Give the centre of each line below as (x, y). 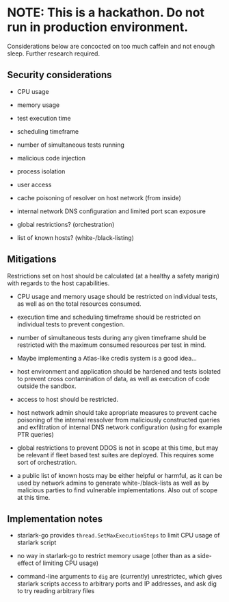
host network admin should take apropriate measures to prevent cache (117, 412)
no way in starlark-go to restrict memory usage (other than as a (106, 556)
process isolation (41, 171)
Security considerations (59, 75)
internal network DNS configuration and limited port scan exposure (111, 211)
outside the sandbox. (46, 386)
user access (34, 184)
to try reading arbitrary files (56, 591)
